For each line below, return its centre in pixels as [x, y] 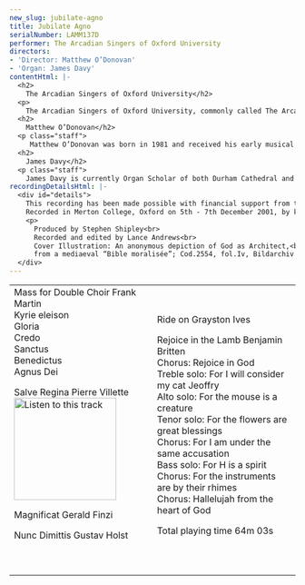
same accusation [193, 453]
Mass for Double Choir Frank [75, 292]
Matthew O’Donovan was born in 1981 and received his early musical [162, 144]
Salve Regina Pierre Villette [72, 392]
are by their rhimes [197, 487]
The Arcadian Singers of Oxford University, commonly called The [152, 111]
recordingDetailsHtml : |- [58, 187]
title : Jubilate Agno [50, 26]
